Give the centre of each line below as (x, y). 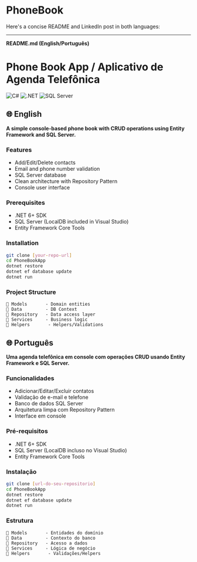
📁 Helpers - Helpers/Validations (55, 325)
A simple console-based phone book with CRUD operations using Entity (95, 128)
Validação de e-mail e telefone (52, 397)
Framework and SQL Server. (41, 134)
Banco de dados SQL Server (49, 404)
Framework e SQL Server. (38, 363)
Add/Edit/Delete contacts (45, 162)
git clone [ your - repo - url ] (39, 255)
